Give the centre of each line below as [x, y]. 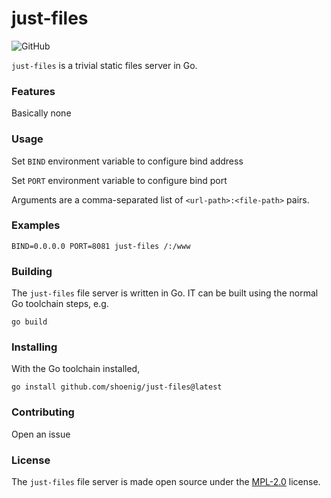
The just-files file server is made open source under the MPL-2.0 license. [166, 482]
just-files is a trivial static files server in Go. [104, 65]
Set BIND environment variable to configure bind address [127, 161]
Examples [36, 225]
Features [33, 91]
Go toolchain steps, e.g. [60, 304]
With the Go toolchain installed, [76, 369]
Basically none [41, 113]
